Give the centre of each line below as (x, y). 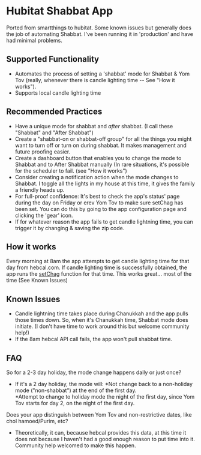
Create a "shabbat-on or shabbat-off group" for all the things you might (103, 138)
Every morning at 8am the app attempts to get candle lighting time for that (98, 261)
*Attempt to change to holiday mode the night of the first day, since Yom (105, 397)
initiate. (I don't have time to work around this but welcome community (102, 326)
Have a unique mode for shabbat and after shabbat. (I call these (94, 126)
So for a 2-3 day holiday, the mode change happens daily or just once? (94, 372)
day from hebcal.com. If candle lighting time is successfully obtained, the (97, 267)
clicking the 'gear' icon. (44, 215)
